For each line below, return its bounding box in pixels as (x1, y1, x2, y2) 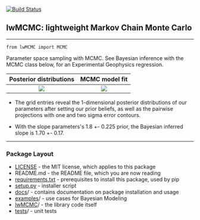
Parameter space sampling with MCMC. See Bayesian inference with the (6, 54, 184, 62)
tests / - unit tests (14, 208, 57, 215)
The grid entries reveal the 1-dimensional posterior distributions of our (14, 99, 187, 106)
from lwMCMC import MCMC (6, 44, 68, 50)
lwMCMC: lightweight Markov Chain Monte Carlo (6, 23, 192, 33)
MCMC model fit (80, 75, 128, 83)
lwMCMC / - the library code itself (14, 201, 97, 208)
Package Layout (6, 149, 54, 158)
